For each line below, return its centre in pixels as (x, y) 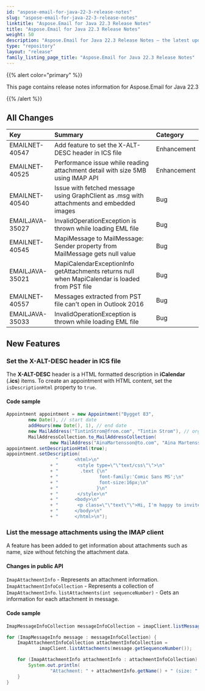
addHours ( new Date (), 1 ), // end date (77, 426)
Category (170, 135)
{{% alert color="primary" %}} (45, 75)
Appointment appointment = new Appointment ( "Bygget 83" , (80, 414)
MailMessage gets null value (95, 254)
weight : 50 (20, 35)
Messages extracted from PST (98, 297)
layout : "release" (30, 52)
